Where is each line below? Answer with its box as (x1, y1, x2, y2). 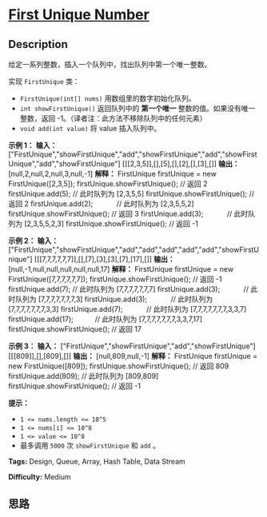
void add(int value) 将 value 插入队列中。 (19, 124, 161, 133)
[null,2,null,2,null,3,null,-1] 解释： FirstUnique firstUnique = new (8, 169, 217, 178)
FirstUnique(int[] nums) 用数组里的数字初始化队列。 (19, 93, 196, 103)
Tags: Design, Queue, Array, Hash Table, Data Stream (8, 457, 185, 466)
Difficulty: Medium (8, 472, 72, 481)
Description (8, 38, 68, 51)
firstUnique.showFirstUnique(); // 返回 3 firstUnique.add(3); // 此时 (8, 209, 249, 218)
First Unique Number (8, 6, 149, 24)
